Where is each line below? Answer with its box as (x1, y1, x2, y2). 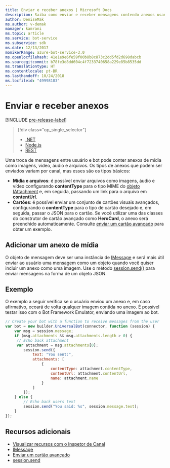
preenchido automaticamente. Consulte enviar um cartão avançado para (12, 221, 164, 227)
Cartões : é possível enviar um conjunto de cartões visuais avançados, (12, 199, 159, 205)
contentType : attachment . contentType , (50, 366, 133, 372)
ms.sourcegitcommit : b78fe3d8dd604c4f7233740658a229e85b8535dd (5, 59, 142, 64)
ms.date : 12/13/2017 (5, 45, 49, 50)
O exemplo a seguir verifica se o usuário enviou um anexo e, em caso (5, 299, 150, 305)
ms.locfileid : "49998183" (5, 78, 60, 83)
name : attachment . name (50, 376, 99, 381)
